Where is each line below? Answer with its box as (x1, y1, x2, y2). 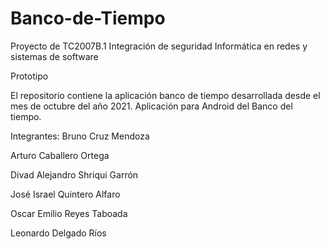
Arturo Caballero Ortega (10, 149, 110, 161)
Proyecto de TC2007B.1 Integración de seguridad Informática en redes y (10, 40, 308, 52)
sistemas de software (10, 50, 99, 62)
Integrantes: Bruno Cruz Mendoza (10, 130, 150, 142)
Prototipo (10, 70, 49, 82)
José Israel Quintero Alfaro (10, 188, 121, 200)
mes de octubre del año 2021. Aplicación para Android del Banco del (10, 100, 293, 112)
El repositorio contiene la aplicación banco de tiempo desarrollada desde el (10, 89, 321, 101)
